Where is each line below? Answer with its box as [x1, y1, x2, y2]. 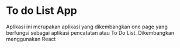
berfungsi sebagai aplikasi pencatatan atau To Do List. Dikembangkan [6, 29, 174, 36]
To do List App [6, 4, 77, 17]
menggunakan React [6, 35, 56, 42]
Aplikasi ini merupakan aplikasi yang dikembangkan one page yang [6, 23, 168, 30]
